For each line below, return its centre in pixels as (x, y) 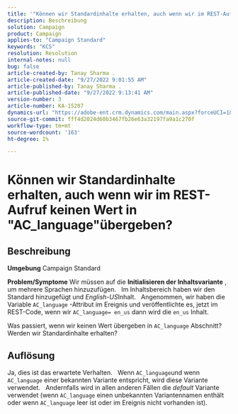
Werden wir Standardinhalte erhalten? (63, 333)
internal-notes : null (39, 60)
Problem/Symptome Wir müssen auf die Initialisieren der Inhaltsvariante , (117, 282)
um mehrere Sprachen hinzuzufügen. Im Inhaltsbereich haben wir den (111, 289)
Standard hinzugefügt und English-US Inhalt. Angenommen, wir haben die (116, 297)
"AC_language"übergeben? (90, 225)
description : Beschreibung (47, 21)
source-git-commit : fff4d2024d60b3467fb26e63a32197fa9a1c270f (101, 119)
